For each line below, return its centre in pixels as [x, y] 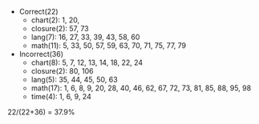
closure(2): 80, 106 [62, 71]
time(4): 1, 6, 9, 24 [61, 96]
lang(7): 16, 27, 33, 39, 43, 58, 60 [85, 37]
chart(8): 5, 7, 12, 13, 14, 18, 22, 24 [87, 62]
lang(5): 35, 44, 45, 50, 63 [74, 80]
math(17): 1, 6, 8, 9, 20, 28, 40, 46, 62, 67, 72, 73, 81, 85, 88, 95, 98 [141, 88]
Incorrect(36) [41, 54]
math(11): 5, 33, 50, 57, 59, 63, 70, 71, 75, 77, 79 [109, 46]
